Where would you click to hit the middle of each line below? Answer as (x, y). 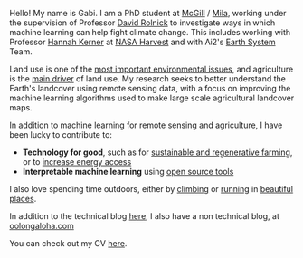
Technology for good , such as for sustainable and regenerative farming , (157, 152)
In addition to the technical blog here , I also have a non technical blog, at (145, 216)
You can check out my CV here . (68, 243)
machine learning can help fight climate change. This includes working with (150, 32)
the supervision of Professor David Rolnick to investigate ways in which (142, 23)
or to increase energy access (77, 162)
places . (23, 199)
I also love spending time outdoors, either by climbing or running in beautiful (151, 189)
